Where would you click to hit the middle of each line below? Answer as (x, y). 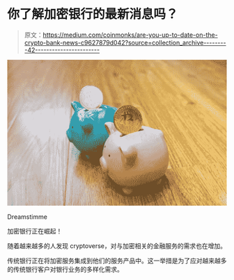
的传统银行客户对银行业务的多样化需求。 (65, 269)
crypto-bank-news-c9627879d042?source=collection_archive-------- (125, 42)
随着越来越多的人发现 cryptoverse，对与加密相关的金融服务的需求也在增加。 (117, 246)
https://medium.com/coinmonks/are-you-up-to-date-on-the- (130, 35)
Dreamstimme (27, 217)
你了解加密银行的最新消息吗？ (93, 14)
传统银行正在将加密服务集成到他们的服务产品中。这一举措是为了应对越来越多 (117, 261)
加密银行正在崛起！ (35, 231)
